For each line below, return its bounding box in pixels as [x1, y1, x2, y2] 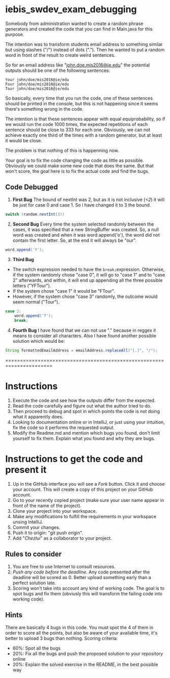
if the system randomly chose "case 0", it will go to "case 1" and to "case [12, 271, 165, 278]
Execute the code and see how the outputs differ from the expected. [12, 397, 156, 404]
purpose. [5, 31, 24, 37]
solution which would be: [12, 338, 65, 344]
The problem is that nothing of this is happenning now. [5, 147, 119, 154]
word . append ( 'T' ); [14, 313, 53, 318]
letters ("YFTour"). [12, 282, 52, 289]
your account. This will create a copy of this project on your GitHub [12, 486, 153, 492]
